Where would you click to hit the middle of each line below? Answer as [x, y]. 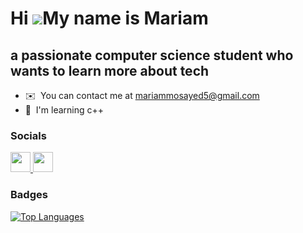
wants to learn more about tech [110, 70]
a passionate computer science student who [152, 55]
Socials [28, 135]
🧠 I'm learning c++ [64, 110]
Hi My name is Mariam [109, 18]
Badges [29, 195]
